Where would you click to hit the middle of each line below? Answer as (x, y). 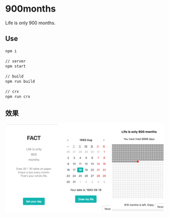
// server (16, 61)
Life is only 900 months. (30, 23)
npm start (16, 66)
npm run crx (18, 97)
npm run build (20, 81)
